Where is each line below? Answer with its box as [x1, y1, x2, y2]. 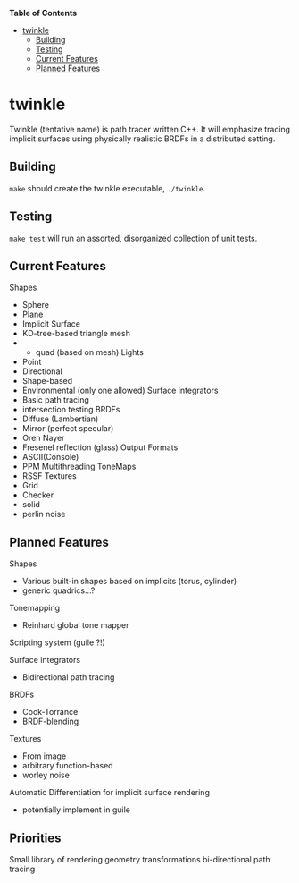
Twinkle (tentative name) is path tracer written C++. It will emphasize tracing [9, 123, 291, 134]
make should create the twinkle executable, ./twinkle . [9, 183, 206, 193]
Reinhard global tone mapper [21, 620, 129, 631]
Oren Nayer [21, 433, 65, 444]
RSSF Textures [21, 471, 78, 481]
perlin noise [21, 509, 66, 520]
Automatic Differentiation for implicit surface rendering [9, 787, 210, 798]
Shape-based [21, 376, 73, 386]
